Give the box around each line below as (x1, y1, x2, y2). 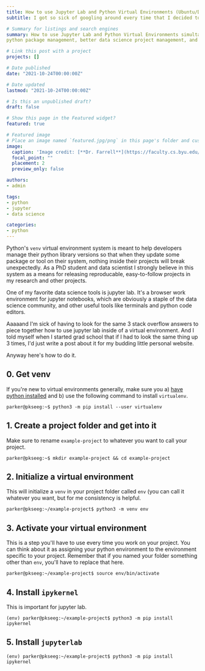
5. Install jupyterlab (6, 637, 82, 648)
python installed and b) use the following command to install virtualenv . (6, 392, 188, 399)
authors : (6, 177, 29, 184)
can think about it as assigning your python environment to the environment (6, 545, 197, 553)
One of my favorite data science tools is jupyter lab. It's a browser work (6, 289, 186, 296)
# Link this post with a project (6, 48, 92, 54)
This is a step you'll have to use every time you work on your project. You (6, 539, 190, 547)
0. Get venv (6, 369, 51, 380)
